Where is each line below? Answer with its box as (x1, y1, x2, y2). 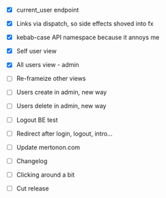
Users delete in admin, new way (16, 102, 107, 110)
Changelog (16, 157, 48, 165)
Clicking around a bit (16, 171, 75, 179)
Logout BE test (16, 116, 58, 124)
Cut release (16, 184, 49, 193)
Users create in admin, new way (16, 88, 107, 97)
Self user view (16, 47, 57, 55)
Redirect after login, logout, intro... (16, 129, 113, 138)
